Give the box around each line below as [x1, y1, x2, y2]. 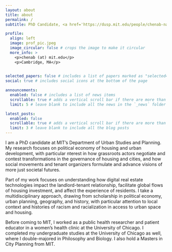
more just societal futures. [5, 167, 60, 173]
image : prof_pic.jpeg [10, 40, 56, 46]
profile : [5, 31, 24, 36]
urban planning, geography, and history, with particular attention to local [5, 198, 158, 204]
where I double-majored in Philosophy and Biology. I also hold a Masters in [5, 236, 163, 241]
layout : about [5, 7, 36, 13]
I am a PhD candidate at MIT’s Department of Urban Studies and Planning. [5, 139, 162, 145]
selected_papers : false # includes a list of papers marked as [5, 74, 143, 79]
